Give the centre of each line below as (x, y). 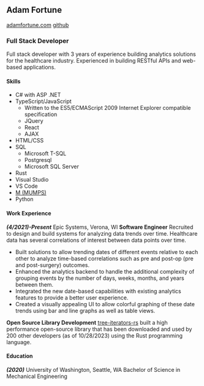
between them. (34, 284)
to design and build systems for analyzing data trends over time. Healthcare (102, 233)
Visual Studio (32, 180)
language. (19, 342)
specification (41, 114)
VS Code (26, 186)
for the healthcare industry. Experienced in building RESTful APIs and (94, 61)
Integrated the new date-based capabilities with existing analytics (98, 291)
